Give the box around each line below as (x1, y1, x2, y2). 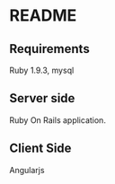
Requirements (9, 41, 90, 57)
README (9, 5, 77, 26)
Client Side (9, 141, 72, 156)
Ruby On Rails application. (9, 114, 106, 126)
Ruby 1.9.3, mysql (9, 65, 75, 75)
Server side (9, 91, 75, 106)
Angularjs (9, 164, 45, 175)
